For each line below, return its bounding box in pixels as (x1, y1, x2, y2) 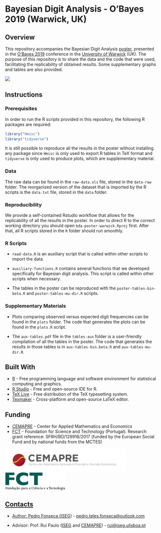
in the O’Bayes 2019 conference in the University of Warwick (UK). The (5, 51, 146, 57)
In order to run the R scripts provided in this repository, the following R (5, 116, 145, 122)
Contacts (5, 500, 34, 508)
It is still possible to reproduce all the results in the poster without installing (5, 145, 154, 151)
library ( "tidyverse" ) (5, 137, 49, 141)
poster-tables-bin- (117, 286, 156, 291)
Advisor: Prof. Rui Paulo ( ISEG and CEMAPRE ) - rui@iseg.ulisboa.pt (12, 522, 146, 528)
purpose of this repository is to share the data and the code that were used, (5, 56, 156, 62)
